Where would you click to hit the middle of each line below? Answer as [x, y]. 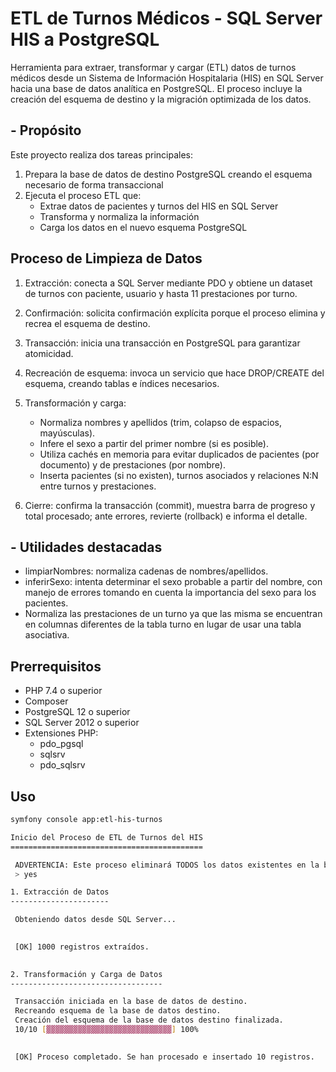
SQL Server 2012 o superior [82, 723]
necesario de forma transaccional [94, 184]
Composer [46, 701]
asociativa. [47, 635]
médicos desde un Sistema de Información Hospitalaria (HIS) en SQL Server [167, 78]
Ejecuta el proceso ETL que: [83, 195]
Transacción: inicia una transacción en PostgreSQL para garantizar [162, 343]
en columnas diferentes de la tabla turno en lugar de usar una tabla [163, 624]
